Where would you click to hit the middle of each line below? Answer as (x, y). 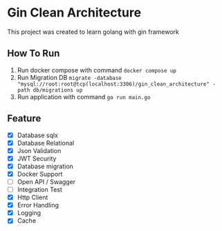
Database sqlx (38, 135)
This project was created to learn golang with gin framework (93, 32)
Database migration (45, 166)
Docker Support (40, 174)
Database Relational (46, 143)
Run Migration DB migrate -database (70, 77)
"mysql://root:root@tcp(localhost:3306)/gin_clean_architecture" (113, 84)
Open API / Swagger (46, 181)
